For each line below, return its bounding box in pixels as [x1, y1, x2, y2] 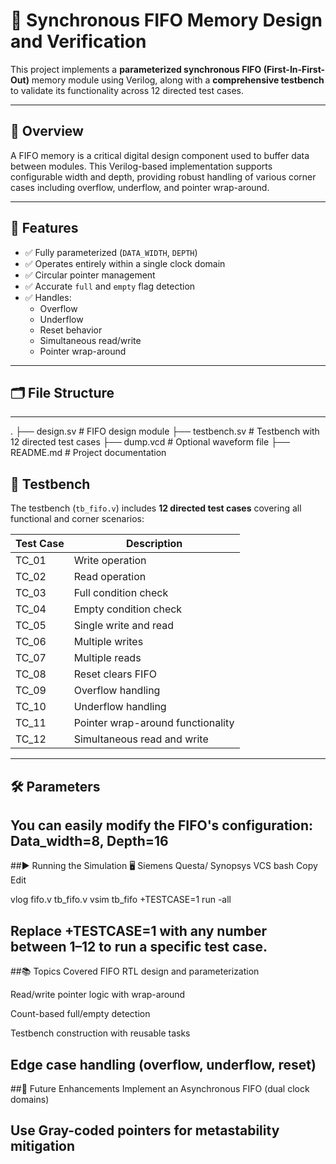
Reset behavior [39, 324, 103, 336]
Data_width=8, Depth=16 [10, 832, 169, 849]
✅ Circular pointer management [24, 269, 156, 281]
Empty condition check [73, 602, 183, 616]
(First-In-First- [263, 63, 326, 75]
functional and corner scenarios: [10, 513, 145, 525]
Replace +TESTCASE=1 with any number [10, 922, 267, 939]
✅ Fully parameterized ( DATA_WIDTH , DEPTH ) [24, 246, 198, 258]
